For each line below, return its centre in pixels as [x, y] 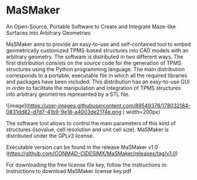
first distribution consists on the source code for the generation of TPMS [94, 63]
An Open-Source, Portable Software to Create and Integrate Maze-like [91, 26]
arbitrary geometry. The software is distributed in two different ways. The [95, 56]
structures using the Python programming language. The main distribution [95, 69]
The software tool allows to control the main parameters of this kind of [91, 123]
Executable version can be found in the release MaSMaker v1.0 [82, 147]
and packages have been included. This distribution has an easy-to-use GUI [98, 81]
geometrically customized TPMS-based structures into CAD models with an [97, 50]
